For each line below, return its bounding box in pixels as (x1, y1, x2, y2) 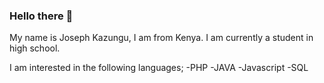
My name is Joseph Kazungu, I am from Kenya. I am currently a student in (9, 32, 314, 44)
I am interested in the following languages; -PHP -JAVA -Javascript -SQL (9, 62, 309, 74)
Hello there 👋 (9, 9, 74, 23)
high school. (9, 42, 61, 54)
